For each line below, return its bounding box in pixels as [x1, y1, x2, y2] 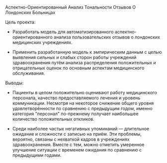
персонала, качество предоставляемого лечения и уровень [12, 95, 141, 101]
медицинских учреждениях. [12, 39, 73, 45]
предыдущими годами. [12, 152, 62, 158]
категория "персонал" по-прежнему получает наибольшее [12, 111, 139, 117]
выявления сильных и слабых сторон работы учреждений [12, 54, 137, 60]
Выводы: [5, 80, 24, 86]
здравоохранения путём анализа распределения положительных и [12, 60, 156, 65]
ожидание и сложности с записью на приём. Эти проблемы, [12, 131, 142, 137]
